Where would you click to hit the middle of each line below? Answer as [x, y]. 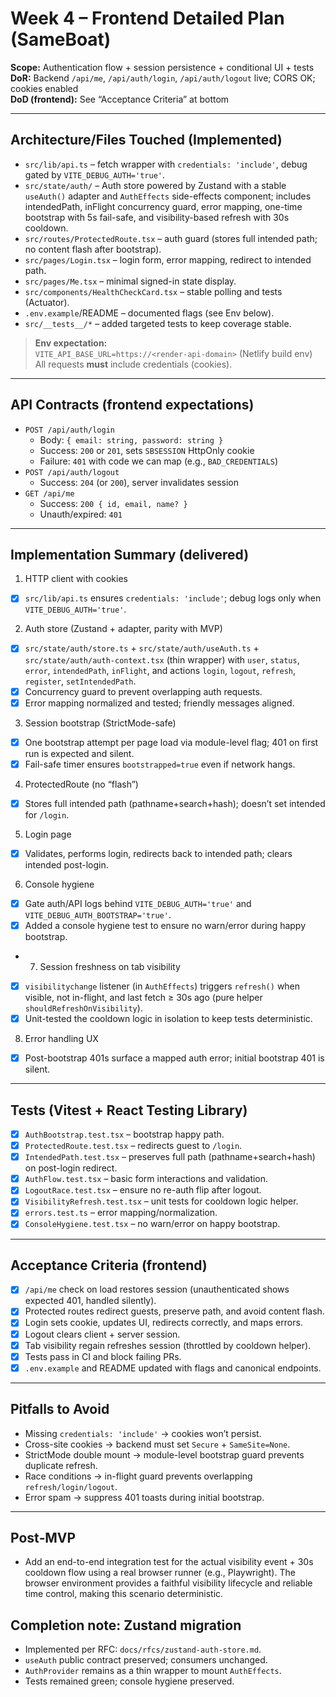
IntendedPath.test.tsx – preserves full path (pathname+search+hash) [170, 1157]
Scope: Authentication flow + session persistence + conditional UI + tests [162, 67]
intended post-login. [66, 864]
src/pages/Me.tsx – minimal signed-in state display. [130, 281]
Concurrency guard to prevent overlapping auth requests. [143, 691]
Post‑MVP [43, 1537]
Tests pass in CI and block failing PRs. [103, 1356]
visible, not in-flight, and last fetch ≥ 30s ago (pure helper [143, 998]
